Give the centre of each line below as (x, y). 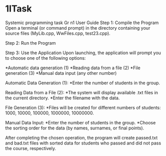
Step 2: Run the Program (30, 43)
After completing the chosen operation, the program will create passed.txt (81, 137)
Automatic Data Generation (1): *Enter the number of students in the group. (83, 83)
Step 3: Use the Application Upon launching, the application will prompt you (83, 53)
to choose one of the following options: (45, 58)
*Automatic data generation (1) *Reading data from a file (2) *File (73, 68)
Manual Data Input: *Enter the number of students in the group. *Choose (80, 122)
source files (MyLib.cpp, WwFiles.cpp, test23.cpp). (58, 33)
